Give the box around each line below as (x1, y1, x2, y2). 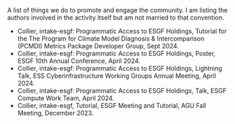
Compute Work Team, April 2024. (17, 94, 114, 102)
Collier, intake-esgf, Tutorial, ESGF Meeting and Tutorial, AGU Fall (17, 102, 207, 109)
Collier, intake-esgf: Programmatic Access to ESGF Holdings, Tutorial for (17, 27, 227, 35)
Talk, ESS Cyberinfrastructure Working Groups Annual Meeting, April (17, 71, 216, 80)
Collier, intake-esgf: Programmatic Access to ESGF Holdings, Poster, (17, 49, 216, 57)
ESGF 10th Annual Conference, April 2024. (17, 57, 141, 65)
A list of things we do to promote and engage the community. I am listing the (7, 6, 228, 14)
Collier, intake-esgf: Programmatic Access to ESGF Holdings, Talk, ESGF (17, 87, 227, 95)
